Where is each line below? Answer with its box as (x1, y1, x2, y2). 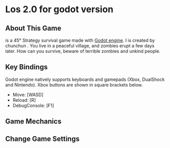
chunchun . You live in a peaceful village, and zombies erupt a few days (5, 43, 155, 49)
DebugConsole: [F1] (12, 102, 54, 108)
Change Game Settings (5, 134, 80, 143)
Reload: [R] (12, 97, 36, 103)
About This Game (5, 24, 62, 33)
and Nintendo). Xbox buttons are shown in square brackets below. (5, 81, 143, 87)
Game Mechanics (5, 117, 62, 126)
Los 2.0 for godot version (5, 4, 114, 15)
